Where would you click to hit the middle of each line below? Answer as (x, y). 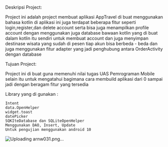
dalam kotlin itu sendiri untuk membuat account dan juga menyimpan (77, 38)
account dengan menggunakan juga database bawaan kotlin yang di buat (81, 33)
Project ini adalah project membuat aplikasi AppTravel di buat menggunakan (84, 17)
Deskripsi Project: (23, 7)
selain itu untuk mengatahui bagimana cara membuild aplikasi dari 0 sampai (84, 79)
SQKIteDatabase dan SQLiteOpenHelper (45, 121)
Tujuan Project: (21, 64)
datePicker (17, 116)
